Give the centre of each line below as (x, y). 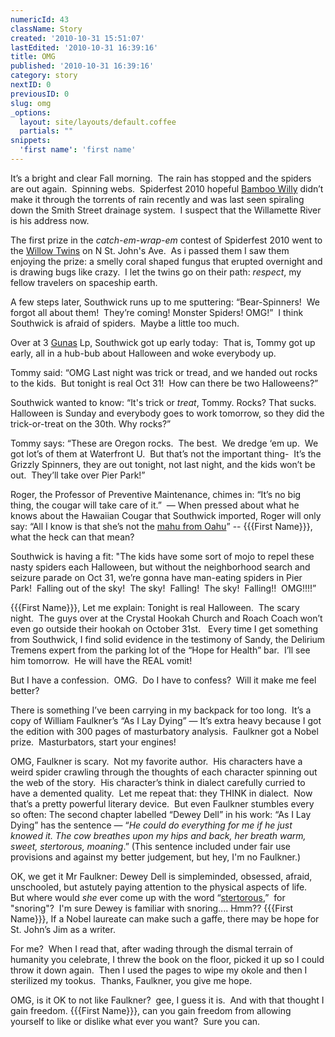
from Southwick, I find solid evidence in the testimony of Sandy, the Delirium (168, 639)
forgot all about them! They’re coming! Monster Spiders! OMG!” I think (157, 312)
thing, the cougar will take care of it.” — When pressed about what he (155, 505)
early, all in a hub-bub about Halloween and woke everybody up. (143, 353)
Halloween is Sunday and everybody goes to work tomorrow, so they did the (167, 413)
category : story (44, 76)
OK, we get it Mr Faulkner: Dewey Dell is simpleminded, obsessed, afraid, (161, 876)
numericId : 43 (40, 19)
